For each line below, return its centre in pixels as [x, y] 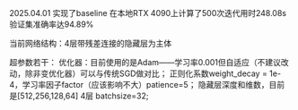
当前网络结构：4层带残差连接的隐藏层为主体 [91, 43]
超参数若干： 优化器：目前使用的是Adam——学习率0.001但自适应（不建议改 [149, 62]
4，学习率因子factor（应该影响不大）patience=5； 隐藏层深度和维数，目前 [147, 85]
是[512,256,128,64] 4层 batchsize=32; [79, 96]
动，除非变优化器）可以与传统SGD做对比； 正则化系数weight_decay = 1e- [145, 73]
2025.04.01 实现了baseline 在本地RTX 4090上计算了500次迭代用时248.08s [148, 13]
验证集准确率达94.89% [52, 24]
